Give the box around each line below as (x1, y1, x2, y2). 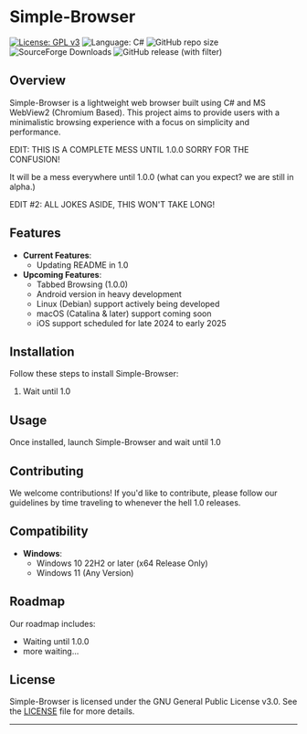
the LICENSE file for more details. (9, 706, 135, 717)
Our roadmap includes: (9, 618, 96, 629)
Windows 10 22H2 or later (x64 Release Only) (36, 558, 208, 569)
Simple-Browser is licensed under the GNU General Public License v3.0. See (9, 697, 298, 707)
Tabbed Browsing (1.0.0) (36, 279, 129, 290)
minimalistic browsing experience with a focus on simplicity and (9, 116, 249, 127)
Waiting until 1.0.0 (22, 635, 90, 646)
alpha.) (9, 181, 37, 192)
